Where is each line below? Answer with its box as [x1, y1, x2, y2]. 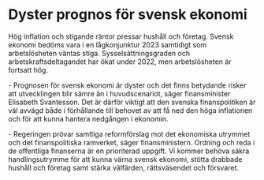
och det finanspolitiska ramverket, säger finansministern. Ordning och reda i [8, 137, 255, 147]
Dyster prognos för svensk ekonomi [8, 6, 248, 24]
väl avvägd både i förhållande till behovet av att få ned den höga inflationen [8, 105, 253, 115]
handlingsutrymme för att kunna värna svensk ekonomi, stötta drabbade [8, 154, 243, 163]
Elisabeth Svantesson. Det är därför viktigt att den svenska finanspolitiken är [8, 97, 256, 107]
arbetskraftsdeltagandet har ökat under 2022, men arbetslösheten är [8, 57, 232, 66]
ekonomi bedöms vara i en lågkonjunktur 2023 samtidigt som [8, 39, 207, 49]
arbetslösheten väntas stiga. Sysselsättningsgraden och [8, 48, 191, 58]
